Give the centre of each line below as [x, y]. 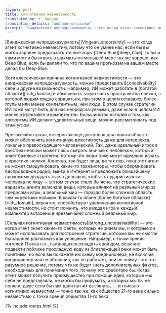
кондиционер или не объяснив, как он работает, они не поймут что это [81, 260]
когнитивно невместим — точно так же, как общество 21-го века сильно [82, 291]
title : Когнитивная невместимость [41, 14]
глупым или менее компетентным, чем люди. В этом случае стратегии [80, 104]
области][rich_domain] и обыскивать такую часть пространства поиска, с [83, 94]
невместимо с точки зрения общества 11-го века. [58, 296]
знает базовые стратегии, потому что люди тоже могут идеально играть [82, 156]
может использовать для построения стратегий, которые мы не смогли [81, 234]
